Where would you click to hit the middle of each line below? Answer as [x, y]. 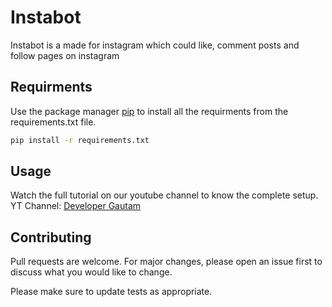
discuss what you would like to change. [91, 272]
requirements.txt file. [53, 122]
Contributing [51, 237]
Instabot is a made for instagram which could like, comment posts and [155, 45]
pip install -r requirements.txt [80, 140]
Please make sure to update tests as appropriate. [111, 292]
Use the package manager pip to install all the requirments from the [149, 111]
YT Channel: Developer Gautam [76, 206]
